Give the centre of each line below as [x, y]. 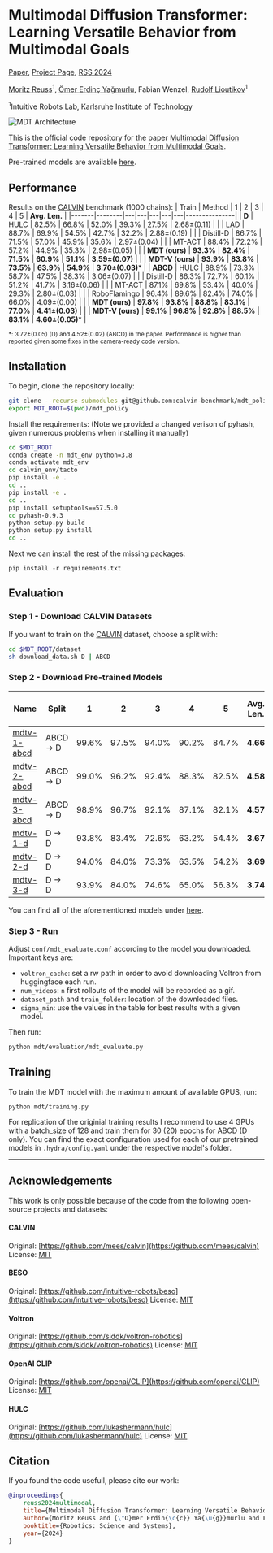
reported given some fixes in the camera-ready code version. [94, 342]
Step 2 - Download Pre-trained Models [86, 678]
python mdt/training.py [49, 1107]
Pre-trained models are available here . [72, 162]
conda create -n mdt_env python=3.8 [70, 455]
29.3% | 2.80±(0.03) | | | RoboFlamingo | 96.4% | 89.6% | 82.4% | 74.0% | [133, 293]
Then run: [25, 1032]
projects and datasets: [71, 1209]
